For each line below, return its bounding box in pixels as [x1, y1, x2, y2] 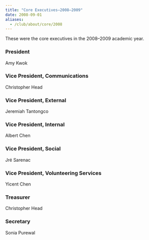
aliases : [5, 17, 24, 22]
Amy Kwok [5, 59, 28, 66]
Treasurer [5, 194, 31, 201]
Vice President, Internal [5, 121, 65, 128]
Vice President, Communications [5, 72, 89, 79]
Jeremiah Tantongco [5, 108, 49, 114]
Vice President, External [5, 97, 67, 104]
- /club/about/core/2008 [10, 21, 63, 27]
